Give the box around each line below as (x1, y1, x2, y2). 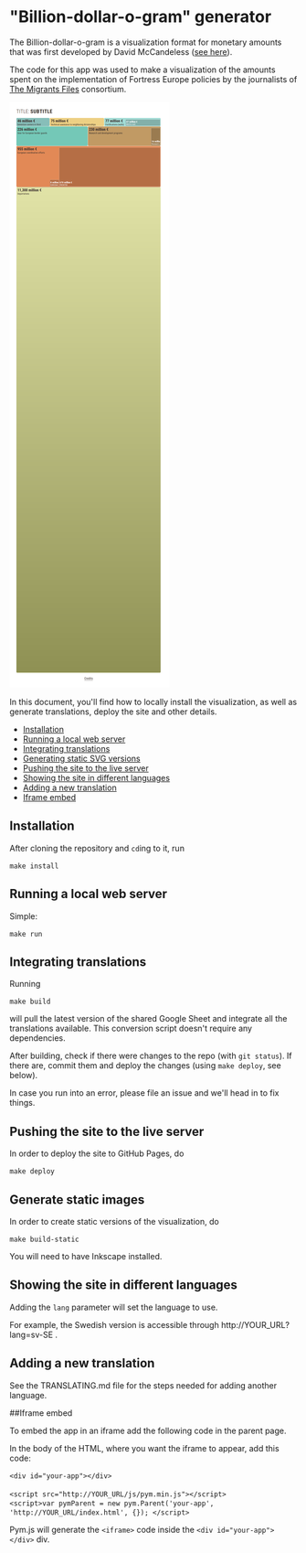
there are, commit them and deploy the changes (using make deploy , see (9, 1060, 281, 1071)
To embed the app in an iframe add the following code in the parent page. (9, 1425, 287, 1436)
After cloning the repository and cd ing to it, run (9, 842, 185, 853)
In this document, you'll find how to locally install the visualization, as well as (9, 696, 298, 707)
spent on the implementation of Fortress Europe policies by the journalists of (9, 73, 298, 84)
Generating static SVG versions (22, 753, 141, 764)
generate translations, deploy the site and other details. (9, 706, 217, 717)
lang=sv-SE (9, 1329, 53, 1340)
